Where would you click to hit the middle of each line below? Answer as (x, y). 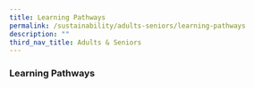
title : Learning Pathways (57, 17)
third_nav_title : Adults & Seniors (76, 42)
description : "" (39, 34)
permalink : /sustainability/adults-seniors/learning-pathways (127, 26)
